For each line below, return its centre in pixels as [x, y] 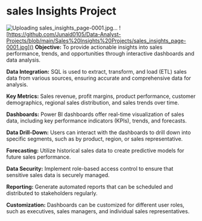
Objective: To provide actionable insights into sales [99, 47]
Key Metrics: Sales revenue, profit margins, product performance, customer [101, 96]
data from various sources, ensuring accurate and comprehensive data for [99, 78]
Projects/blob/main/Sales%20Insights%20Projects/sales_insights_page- [96, 40]
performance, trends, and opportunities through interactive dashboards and [100, 53]
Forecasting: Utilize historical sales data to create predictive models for [95, 150]
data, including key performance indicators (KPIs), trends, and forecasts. [96, 120]
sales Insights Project [61, 11]
